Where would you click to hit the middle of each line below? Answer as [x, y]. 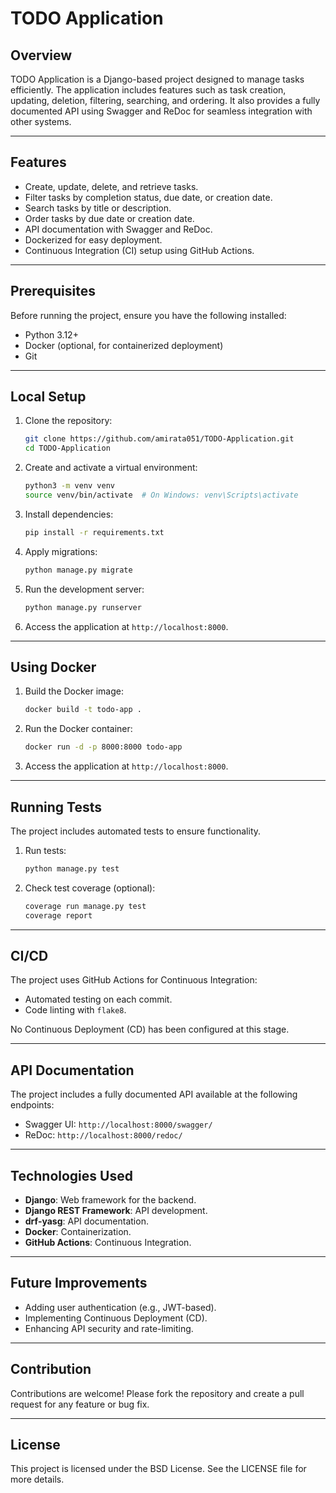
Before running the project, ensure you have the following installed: [148, 315]
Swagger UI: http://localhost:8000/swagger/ [118, 1124]
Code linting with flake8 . [75, 1010]
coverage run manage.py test [85, 906]
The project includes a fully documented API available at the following [154, 1094]
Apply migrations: [61, 551]
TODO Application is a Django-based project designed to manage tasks [157, 79]
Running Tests [56, 807]
